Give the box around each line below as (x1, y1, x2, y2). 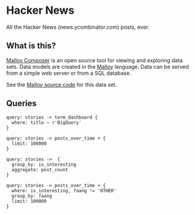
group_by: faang (11, 193, 52, 199)
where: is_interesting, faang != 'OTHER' (11, 187, 117, 193)
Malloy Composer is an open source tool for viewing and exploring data (6, 56, 183, 63)
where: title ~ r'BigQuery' (11, 119, 82, 126)
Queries (6, 98, 37, 108)
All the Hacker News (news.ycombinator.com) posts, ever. (6, 23, 150, 31)
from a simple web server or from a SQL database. (6, 69, 131, 77)
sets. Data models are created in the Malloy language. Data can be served (6, 63, 189, 70)
